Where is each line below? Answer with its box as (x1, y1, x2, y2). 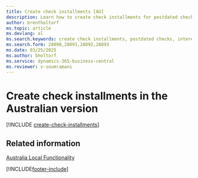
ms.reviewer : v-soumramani (6, 63, 72, 70)
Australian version (6, 102, 98, 115)
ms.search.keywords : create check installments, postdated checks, (6, 36, 176, 42)
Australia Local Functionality (6, 154, 75, 161)
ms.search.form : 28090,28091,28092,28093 (6, 42, 110, 48)
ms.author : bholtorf (6, 53, 57, 59)
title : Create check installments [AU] (6, 8, 104, 15)
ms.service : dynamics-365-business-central (6, 58, 115, 64)
